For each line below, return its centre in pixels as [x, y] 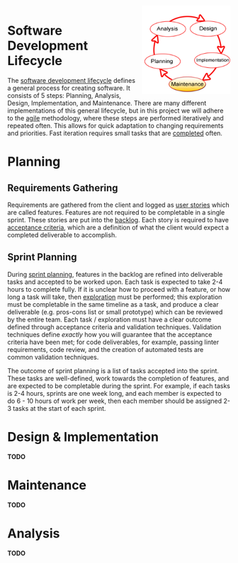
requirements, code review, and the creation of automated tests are [106, 349]
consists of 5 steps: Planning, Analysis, [64, 95]
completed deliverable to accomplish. [62, 234]
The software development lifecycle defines [72, 80]
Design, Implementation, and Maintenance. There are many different [107, 103]
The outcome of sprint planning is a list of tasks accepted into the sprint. [113, 370]
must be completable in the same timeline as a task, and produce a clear [113, 304]
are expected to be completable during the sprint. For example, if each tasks [119, 386]
